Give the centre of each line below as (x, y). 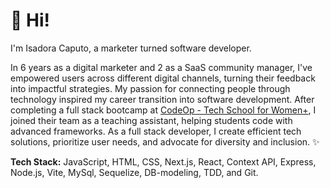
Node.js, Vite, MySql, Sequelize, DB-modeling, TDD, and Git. (134, 172)
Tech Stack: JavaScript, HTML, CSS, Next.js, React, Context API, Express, (163, 161)
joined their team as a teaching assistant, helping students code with (151, 120)
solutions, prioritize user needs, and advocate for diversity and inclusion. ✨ (165, 141)
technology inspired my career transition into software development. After (162, 99)
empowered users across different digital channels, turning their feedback (163, 78)
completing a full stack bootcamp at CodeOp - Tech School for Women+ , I (163, 110)
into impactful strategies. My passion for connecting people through (150, 88)
